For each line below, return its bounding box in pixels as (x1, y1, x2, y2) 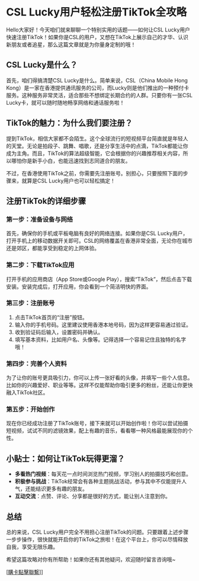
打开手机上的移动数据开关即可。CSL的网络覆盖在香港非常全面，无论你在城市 (6, 237, 193, 245)
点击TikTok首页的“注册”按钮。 (14, 313, 88, 320)
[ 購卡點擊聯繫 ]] (6, 569, 43, 576)
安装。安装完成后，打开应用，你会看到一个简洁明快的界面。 (6, 283, 152, 290)
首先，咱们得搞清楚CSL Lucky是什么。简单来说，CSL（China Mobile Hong (6, 76, 188, 84)
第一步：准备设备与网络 (6, 215, 73, 223)
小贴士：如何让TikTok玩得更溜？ (6, 454, 126, 464)
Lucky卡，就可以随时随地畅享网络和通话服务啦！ (6, 99, 125, 106)
